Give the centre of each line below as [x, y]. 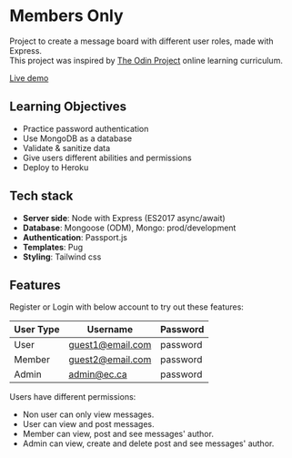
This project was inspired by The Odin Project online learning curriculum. [146, 60]
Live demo [29, 77]
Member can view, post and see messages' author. [118, 434]
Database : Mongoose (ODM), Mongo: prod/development [129, 228]
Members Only [67, 16]
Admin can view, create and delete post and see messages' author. [148, 443]
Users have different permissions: [73, 397]
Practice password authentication [86, 128]
